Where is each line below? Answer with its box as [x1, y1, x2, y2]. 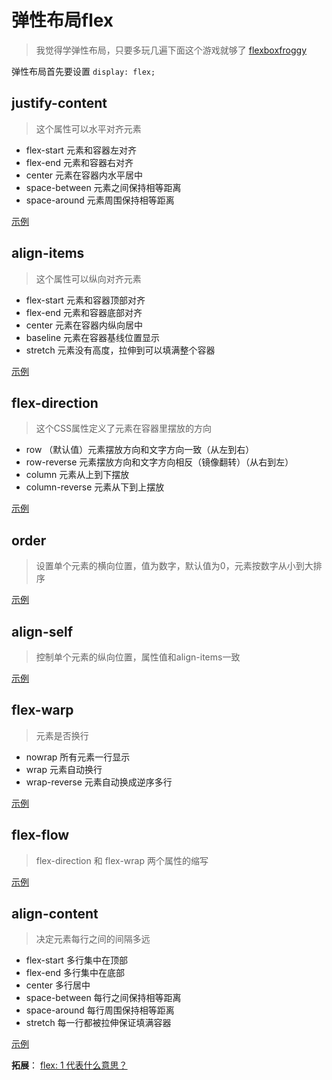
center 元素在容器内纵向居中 [25, 319, 144, 331]
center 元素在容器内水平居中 [25, 169, 144, 181]
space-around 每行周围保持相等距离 [25, 1004, 175, 1016]
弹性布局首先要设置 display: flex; [11, 65, 156, 77]
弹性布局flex [11, 9, 114, 32]
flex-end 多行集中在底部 [25, 967, 125, 979]
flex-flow [11, 827, 70, 844]
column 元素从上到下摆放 [25, 469, 130, 481]
